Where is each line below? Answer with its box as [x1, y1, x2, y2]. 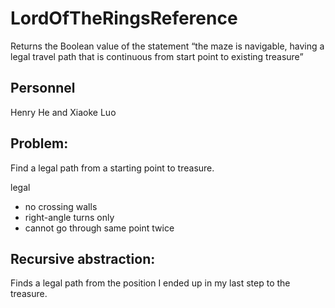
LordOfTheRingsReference [10, 7, 238, 30]
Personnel [10, 80, 76, 97]
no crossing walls [24, 200, 98, 212]
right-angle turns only [24, 211, 115, 223]
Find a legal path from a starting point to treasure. [10, 162, 215, 174]
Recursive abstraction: [10, 250, 156, 267]
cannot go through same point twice [24, 222, 175, 234]
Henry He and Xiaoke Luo [10, 106, 117, 118]
